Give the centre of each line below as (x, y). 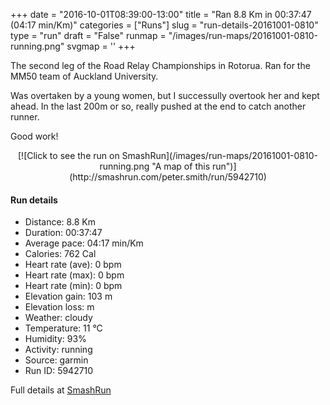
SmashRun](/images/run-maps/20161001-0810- (219, 155)
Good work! (34, 136)
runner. (25, 117)
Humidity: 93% (55, 339)
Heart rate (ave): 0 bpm (73, 265)
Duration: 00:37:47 (63, 233)
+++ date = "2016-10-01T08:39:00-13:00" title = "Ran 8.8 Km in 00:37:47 (161, 14)
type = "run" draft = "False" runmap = (88, 35)
